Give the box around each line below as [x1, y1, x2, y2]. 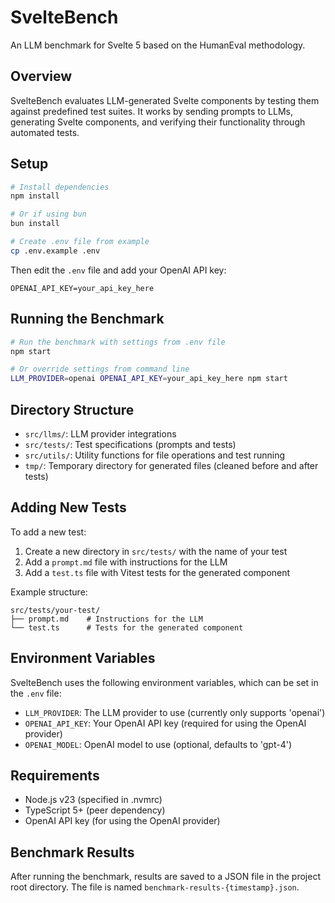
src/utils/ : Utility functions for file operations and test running [24, 449, 286, 461]
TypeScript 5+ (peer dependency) [24, 804, 166, 816]
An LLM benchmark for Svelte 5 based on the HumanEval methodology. [10, 39, 306, 51]
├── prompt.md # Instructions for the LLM [10, 614, 203, 624]
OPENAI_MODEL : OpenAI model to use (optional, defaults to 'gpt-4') [24, 738, 293, 750]
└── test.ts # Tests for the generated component [10, 622, 244, 633]
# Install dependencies [10, 182, 110, 192]
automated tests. [10, 126, 80, 138]
